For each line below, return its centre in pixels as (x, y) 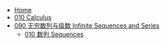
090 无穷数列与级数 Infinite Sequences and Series (87, 26)
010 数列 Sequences (54, 34)
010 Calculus (32, 17)
